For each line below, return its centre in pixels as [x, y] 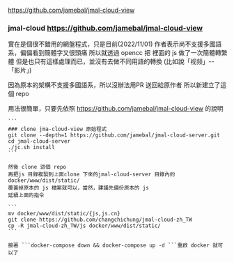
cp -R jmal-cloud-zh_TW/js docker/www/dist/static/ [84, 226]
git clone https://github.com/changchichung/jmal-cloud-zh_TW [100, 220]
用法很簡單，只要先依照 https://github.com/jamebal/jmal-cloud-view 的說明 [116, 109]
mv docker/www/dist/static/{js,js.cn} [64, 214]
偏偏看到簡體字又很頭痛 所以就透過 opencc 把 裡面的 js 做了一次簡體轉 [120, 53]
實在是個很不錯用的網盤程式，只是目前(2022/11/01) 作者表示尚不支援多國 [112, 44]
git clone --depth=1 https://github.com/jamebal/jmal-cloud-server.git [114, 135]
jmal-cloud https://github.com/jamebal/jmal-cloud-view [106, 28]
